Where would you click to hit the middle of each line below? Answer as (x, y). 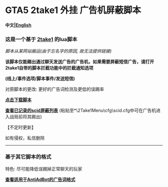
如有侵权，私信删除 (25, 138)
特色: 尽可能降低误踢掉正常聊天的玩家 (44, 168)
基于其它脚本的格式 (28, 157)
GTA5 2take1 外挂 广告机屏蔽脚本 (73, 10)
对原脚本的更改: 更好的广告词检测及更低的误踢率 (54, 89)
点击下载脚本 (18, 100)
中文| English (18, 25)
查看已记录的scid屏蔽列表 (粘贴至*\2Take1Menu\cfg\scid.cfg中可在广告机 (81, 110)
